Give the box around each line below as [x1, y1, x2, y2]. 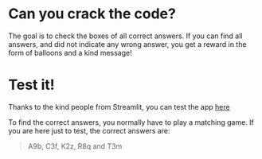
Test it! [8, 76, 56, 94]
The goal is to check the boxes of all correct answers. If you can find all [8, 31, 243, 41]
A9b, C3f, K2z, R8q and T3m [27, 141, 123, 151]
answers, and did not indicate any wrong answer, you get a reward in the [8, 39, 247, 48]
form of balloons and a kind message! [8, 48, 133, 57]
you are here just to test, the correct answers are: [8, 126, 170, 135]
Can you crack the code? [8, 5, 177, 23]
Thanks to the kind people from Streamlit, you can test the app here [8, 102, 230, 111]
